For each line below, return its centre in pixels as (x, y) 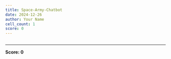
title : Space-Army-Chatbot (34, 10)
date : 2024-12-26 (24, 15)
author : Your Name (25, 19)
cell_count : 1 (20, 24)
